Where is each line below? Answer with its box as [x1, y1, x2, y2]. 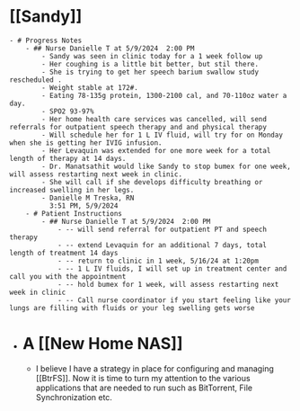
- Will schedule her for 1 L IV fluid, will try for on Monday [41, 130, 283, 139]
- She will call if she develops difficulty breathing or [41, 177, 263, 186]
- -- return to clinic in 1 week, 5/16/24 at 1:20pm [57, 256, 259, 265]
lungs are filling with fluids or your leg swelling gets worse [9, 303, 255, 312]
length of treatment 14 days [9, 248, 119, 257]
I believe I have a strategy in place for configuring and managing [35, 362, 274, 374]
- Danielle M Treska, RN [41, 193, 135, 202]
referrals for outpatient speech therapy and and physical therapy [9, 122, 268, 131]
